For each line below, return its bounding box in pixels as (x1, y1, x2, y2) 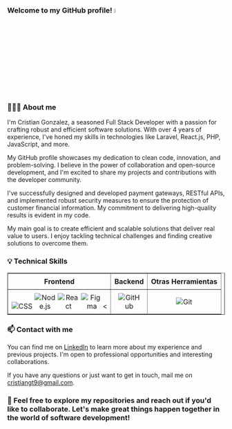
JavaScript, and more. (7, 140, 70, 149)
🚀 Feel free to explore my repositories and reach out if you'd (7, 395, 212, 405)
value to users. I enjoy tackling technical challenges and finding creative (7, 232, 213, 240)
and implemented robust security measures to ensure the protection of (7, 197, 209, 205)
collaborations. (7, 358, 50, 366)
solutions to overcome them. (7, 239, 88, 248)
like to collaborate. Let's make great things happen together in (7, 404, 220, 414)
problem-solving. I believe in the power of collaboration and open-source (7, 161, 215, 170)
